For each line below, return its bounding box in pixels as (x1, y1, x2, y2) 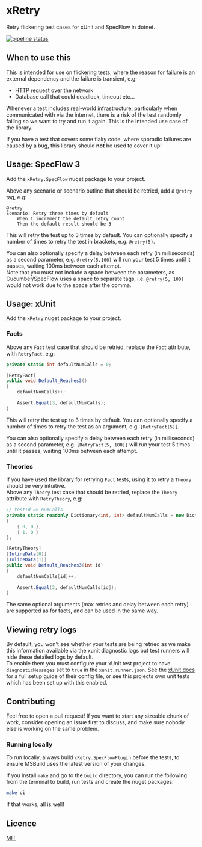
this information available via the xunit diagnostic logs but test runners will (6, 647, 190, 654)
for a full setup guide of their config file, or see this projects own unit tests (6, 673, 190, 680)
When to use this (6, 52, 71, 63)
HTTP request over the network (14, 87, 94, 94)
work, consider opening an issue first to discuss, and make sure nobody (6, 718, 185, 725)
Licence (6, 818, 37, 828)
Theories (6, 462, 33, 470)
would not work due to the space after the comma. (6, 281, 132, 289)
